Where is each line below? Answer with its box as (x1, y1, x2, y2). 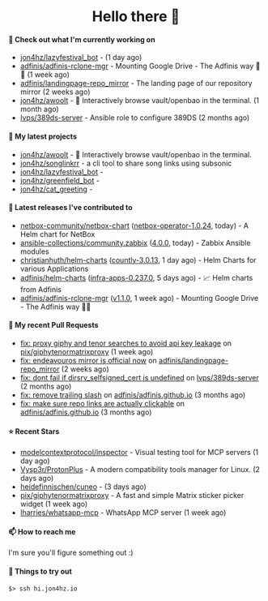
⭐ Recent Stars (8, 426, 60, 436)
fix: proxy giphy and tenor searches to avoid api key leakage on (19, 338, 232, 348)
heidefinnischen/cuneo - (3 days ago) (19, 482, 147, 492)
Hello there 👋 (91, 7, 181, 26)
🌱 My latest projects (8, 131, 77, 141)
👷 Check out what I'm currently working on (8, 34, 155, 44)
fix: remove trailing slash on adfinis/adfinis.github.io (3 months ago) (19, 390, 246, 400)
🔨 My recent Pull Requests (8, 320, 99, 330)
